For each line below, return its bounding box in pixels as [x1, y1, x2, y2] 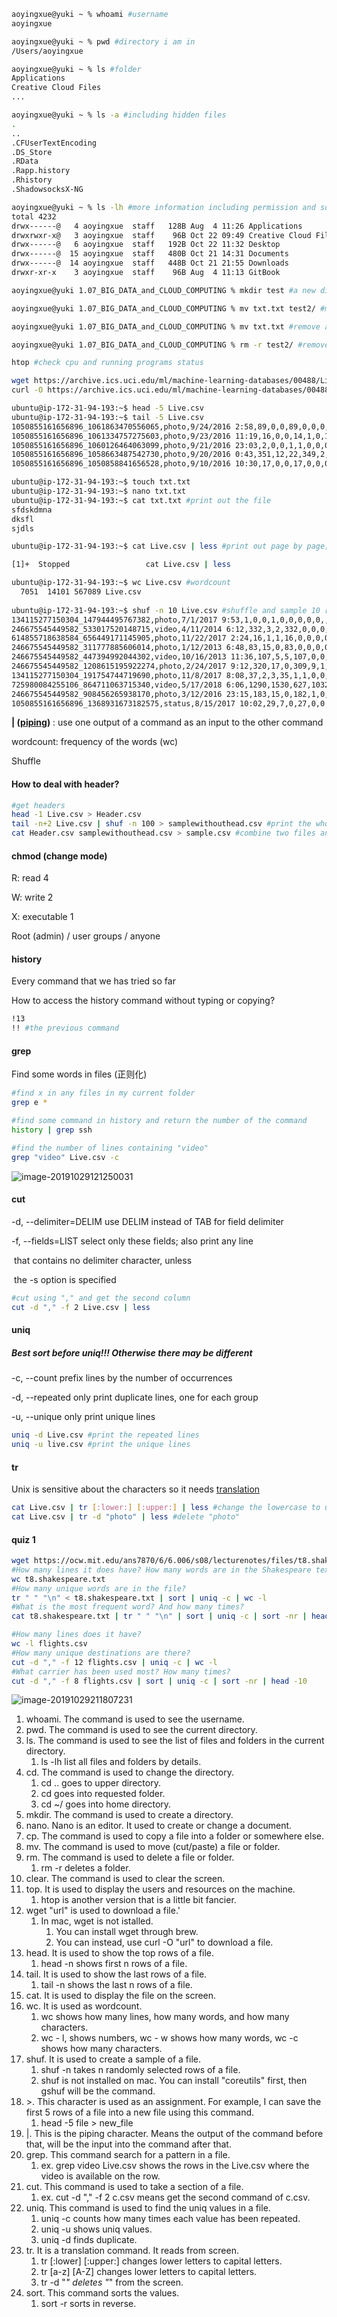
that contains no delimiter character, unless [13, 1254, 193, 1266]
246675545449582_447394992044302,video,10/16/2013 [11, 652, 227, 662]
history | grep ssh [11, 1125, 93, 1135]
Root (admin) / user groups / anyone [11, 930, 161, 942]
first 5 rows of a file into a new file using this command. [25, 2106, 255, 2119]
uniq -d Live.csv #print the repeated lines [11, 1430, 200, 1440]
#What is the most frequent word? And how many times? [11, 1602, 245, 1612]
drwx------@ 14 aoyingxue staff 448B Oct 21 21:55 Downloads [11, 258, 289, 269]
